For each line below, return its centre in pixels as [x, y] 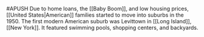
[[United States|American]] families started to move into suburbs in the [95, 15]
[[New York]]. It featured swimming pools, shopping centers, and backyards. [102, 27]
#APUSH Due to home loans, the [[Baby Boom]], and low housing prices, [97, 9]
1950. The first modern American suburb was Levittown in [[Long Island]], [99, 21]
